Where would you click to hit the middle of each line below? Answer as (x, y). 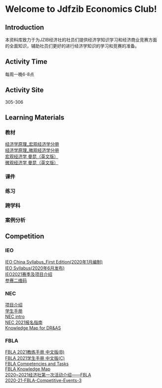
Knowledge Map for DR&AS (33, 328)
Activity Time (26, 62)
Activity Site (24, 90)
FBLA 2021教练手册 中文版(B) (35, 352)
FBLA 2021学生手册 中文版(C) (35, 358)
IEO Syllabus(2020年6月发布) (35, 268)
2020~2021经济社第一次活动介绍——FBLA (48, 375)
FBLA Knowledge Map (28, 369)
